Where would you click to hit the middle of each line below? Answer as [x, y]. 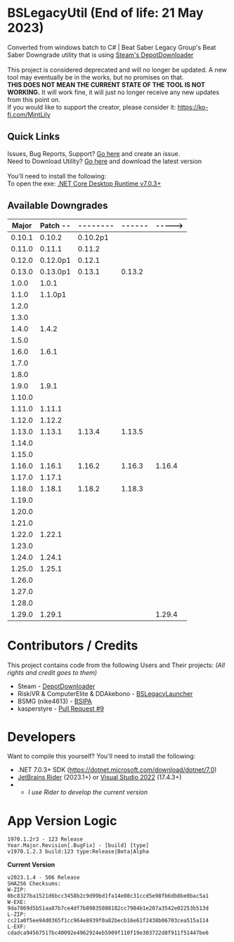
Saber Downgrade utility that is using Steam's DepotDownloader [100, 55]
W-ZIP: [17, 890]
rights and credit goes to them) [52, 672]
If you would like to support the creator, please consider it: [92, 107]
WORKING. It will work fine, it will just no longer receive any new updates [113, 92]
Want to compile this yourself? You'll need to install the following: [101, 756]
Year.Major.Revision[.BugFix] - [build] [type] [78, 846]
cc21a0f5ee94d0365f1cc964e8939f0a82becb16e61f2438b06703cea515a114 [108, 921]
